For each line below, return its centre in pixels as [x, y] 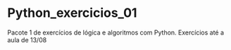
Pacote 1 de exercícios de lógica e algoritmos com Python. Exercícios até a [115, 32]
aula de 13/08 [27, 39]
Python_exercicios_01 [72, 13]
